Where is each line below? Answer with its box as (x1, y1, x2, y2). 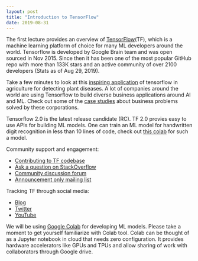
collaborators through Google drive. (6, 248, 93, 255)
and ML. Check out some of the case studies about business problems (6, 98, 178, 105)
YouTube (14, 211, 37, 219)
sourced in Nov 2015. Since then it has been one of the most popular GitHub (6, 54, 192, 62)
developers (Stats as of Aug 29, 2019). (6, 67, 100, 75)
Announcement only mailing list (14, 176, 92, 183)
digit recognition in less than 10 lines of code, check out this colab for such (6, 128, 189, 135)
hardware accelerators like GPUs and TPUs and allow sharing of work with (6, 242, 187, 249)
